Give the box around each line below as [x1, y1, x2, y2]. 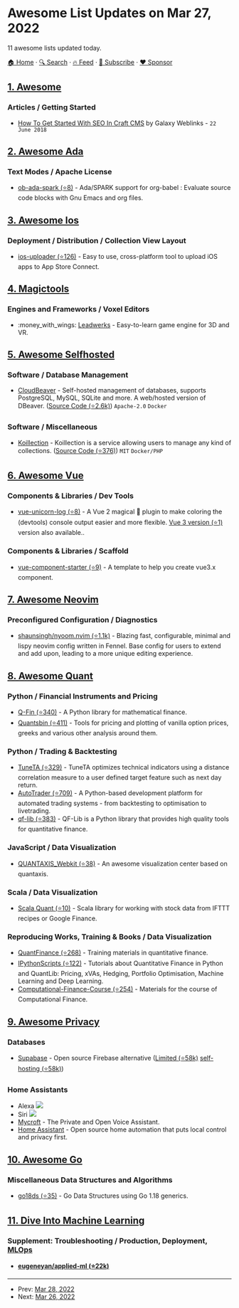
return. [17, 781, 38, 789]
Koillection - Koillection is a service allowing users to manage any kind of [17, 438, 232, 447]
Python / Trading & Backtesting [7, 746, 117, 756]
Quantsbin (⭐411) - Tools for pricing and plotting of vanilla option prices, [17, 718, 229, 727]
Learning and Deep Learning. [17, 977, 104, 986]
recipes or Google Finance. [17, 914, 97, 922]
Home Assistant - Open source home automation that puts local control [17, 1125, 227, 1134]
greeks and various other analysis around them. [17, 729, 158, 738]
